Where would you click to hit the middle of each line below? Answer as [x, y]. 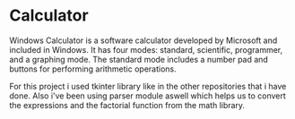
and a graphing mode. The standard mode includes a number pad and [139, 59]
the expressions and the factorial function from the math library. [127, 105]
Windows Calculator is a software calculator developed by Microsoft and [143, 40]
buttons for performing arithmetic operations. [93, 69]
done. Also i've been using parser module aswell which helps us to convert [148, 96]
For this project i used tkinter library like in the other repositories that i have [148, 86]
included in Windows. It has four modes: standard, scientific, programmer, [146, 49]
